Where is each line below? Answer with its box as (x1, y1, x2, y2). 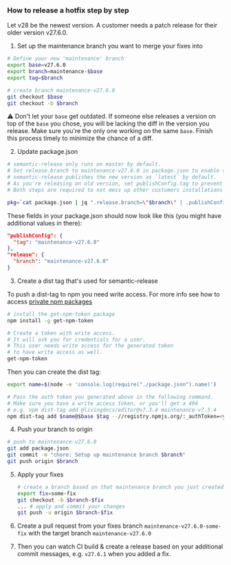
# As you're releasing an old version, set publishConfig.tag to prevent (7, 180, 223, 188)
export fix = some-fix (16, 490, 76, 497)
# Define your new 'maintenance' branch (7, 55, 125, 62)
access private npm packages (7, 297, 93, 306)
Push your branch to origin (16, 425, 93, 433)
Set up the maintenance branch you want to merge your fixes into (16, 42, 203, 50)
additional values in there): (7, 219, 82, 227)
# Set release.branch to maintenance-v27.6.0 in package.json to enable (7, 168, 220, 175)
